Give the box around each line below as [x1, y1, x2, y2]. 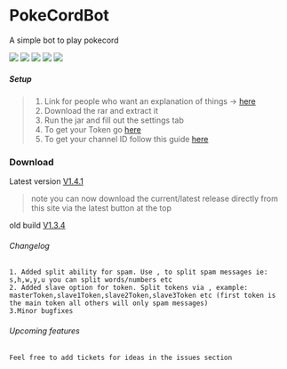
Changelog [9, 240, 51, 251]
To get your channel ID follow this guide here [44, 133, 209, 144]
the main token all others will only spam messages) [9, 299, 209, 308]
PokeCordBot [9, 5, 109, 26]
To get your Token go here [44, 124, 142, 134]
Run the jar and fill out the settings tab [44, 115, 184, 125]
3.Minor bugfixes [9, 307, 74, 316]
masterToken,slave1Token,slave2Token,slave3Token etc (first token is [9, 291, 276, 301]
